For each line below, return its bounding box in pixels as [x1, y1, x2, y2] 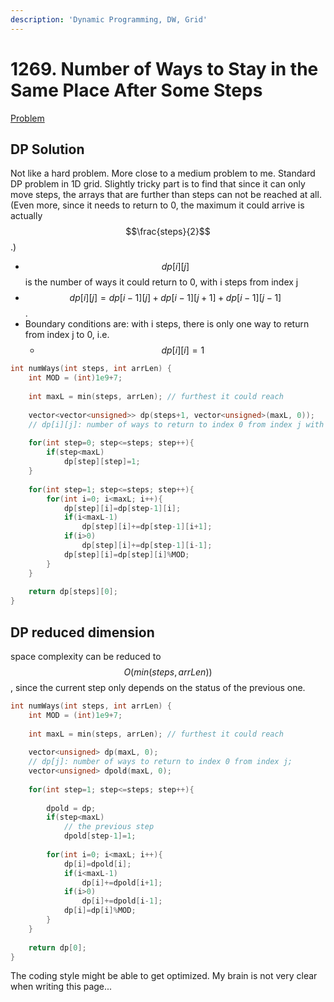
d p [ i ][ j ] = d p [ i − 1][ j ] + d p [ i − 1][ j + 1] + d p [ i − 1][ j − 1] [69, 292, 282, 304]
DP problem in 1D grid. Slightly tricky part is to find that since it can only [10, 178, 306, 190]
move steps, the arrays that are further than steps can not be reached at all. [10, 189, 322, 201]
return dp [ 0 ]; [28, 942, 87, 953]
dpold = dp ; [46, 803, 97, 813]
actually [10, 210, 43, 222]
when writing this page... [10, 981, 113, 993]
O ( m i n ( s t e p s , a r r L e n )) [123, 666, 213, 678]
